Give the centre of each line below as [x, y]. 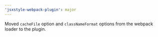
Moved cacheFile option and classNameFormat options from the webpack [79, 24]
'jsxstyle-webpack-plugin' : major [41, 10]
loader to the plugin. [25, 29]
